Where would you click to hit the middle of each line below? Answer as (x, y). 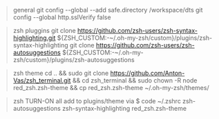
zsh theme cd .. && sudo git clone (61, 73)
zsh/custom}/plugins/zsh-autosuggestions (74, 60)
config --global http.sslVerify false (62, 17)
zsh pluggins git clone (45, 31)
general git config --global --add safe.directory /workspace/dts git (108, 10)
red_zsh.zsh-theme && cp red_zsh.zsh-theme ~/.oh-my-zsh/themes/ (111, 88)
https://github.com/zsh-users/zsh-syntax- (138, 31)
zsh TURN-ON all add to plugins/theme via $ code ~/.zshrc (97, 101)
